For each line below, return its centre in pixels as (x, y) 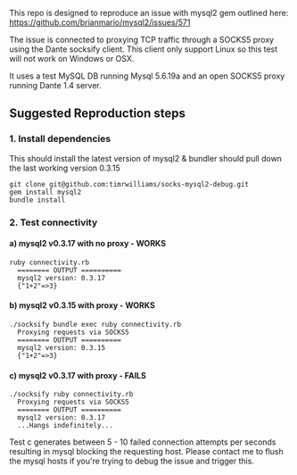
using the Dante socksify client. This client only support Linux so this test (144, 49)
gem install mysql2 (45, 192)
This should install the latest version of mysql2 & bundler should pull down (146, 158)
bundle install (37, 200)
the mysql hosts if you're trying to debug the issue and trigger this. (132, 461)
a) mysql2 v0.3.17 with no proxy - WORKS (88, 244)
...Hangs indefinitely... (66, 426)
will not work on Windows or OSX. (72, 58)
